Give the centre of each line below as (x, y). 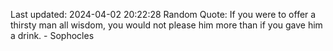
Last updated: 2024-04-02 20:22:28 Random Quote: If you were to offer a (163, 14)
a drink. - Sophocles (52, 35)
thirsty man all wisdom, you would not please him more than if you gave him (166, 25)
